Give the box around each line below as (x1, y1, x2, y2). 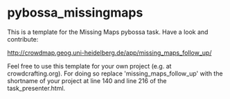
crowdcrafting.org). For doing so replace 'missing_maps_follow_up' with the (7, 69, 223, 78)
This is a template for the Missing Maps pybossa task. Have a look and (7, 28, 209, 36)
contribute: (7, 35, 39, 43)
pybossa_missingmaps (7, 5, 143, 21)
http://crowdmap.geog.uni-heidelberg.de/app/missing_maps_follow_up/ (7, 48, 212, 57)
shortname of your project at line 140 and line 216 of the (7, 76, 167, 84)
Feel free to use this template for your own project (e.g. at (7, 62, 172, 70)
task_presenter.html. (7, 84, 66, 92)
